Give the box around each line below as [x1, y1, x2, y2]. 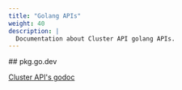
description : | [8, 27, 60, 35]
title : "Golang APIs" [8, 11, 82, 20]
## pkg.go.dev [8, 57, 57, 66]
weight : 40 [8, 19, 45, 28]
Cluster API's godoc [8, 72, 75, 82]
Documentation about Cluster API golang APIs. [15, 34, 176, 43]
